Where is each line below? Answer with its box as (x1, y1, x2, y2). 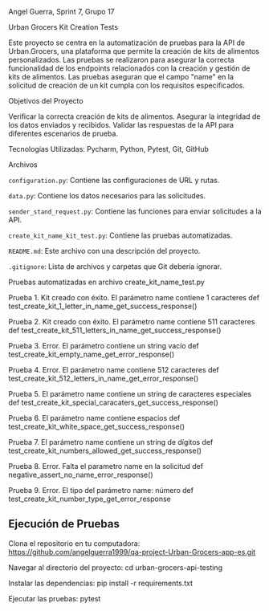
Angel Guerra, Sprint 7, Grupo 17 (8, 7, 115, 16)
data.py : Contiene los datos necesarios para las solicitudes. (8, 191, 206, 200)
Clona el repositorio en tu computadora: (8, 538, 141, 548)
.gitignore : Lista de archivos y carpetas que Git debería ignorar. (8, 262, 222, 271)
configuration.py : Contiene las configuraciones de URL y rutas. (8, 176, 220, 185)
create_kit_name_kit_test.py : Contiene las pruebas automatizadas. (8, 230, 233, 240)
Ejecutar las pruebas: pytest (8, 593, 101, 603)
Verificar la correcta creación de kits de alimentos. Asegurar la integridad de (8, 112, 261, 121)
